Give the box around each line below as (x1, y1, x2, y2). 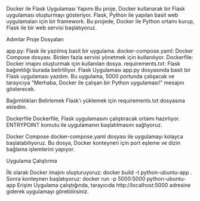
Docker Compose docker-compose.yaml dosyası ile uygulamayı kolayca (6, 133, 183, 140)
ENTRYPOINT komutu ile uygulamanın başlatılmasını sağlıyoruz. (6, 121, 163, 128)
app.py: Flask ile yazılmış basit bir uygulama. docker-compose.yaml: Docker (6, 47, 193, 54)
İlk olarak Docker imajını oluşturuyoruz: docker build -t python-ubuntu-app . (6, 169, 192, 176)
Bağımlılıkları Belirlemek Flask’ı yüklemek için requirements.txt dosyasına (6, 97, 185, 104)
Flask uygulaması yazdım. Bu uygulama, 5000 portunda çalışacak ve (6, 73, 175, 80)
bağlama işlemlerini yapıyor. (6, 146, 75, 153)
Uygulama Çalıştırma (6, 157, 58, 164)
